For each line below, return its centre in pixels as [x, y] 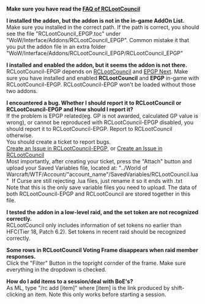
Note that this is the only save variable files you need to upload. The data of [102, 187]
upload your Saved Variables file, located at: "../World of [77, 168]
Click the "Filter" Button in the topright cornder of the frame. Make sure [96, 263]
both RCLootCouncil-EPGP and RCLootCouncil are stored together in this [99, 194]
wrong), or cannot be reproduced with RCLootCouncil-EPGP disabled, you [100, 122]
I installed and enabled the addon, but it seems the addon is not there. [97, 65]
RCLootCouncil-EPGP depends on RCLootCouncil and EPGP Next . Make [97, 72]
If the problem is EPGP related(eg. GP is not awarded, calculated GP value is [102, 116]
